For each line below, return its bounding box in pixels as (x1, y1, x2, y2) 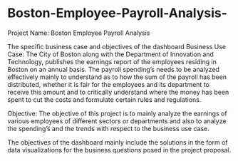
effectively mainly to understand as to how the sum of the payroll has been (7, 73, 227, 81)
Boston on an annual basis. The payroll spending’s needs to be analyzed (7, 65, 219, 73)
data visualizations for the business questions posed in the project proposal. (7, 145, 232, 154)
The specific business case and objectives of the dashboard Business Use (7, 42, 227, 51)
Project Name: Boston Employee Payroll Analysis (7, 28, 150, 37)
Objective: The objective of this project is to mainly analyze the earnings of (7, 109, 227, 118)
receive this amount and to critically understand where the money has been (7, 88, 229, 96)
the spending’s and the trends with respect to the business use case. (7, 124, 209, 133)
